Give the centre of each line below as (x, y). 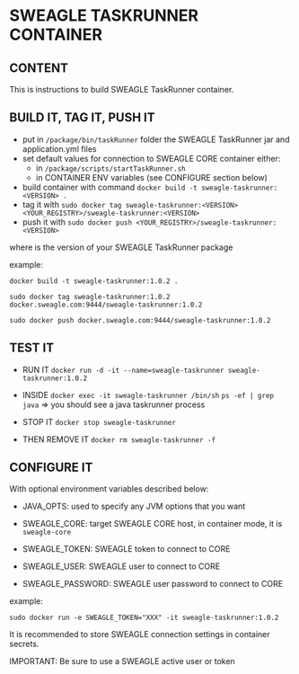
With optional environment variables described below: (109, 489)
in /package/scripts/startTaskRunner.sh (110, 168)
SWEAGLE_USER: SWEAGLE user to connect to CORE (121, 566)
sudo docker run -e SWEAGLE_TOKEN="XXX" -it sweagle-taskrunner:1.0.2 (144, 618)
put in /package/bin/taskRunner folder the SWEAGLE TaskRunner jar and (156, 139)
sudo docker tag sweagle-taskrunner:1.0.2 (90, 297)
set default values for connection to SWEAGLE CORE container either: (151, 158)
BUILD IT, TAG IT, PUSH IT (82, 118)
